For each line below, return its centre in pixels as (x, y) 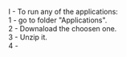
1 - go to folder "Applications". (58, 20)
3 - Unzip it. (28, 37)
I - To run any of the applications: (63, 12)
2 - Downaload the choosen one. (63, 28)
